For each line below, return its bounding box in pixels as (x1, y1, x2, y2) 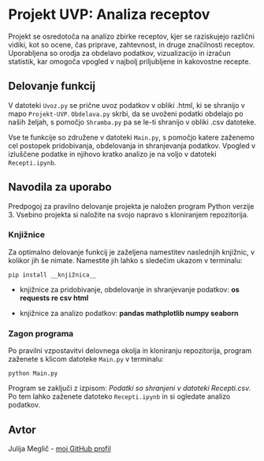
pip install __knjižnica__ (8, 270, 97, 279)
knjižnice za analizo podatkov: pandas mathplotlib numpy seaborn (19, 308, 239, 318)
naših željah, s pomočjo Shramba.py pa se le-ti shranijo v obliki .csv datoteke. (8, 117, 257, 127)
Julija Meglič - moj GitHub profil (8, 444, 112, 453)
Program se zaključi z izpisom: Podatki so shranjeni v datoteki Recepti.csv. (8, 384, 251, 393)
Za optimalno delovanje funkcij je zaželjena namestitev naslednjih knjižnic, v (8, 247, 255, 257)
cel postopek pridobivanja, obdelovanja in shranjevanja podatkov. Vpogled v (8, 140, 256, 151)
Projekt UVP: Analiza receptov (8, 6, 210, 24)
